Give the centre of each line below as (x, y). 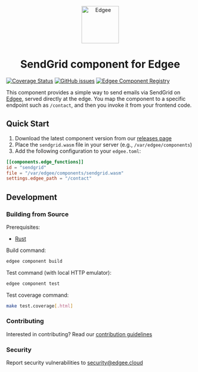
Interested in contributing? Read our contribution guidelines (79, 334)
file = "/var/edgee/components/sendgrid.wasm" (65, 173)
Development (32, 197)
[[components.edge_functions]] (45, 162)
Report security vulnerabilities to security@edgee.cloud (75, 363)
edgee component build (34, 261)
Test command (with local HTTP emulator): (59, 272)
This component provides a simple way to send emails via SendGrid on (93, 92)
